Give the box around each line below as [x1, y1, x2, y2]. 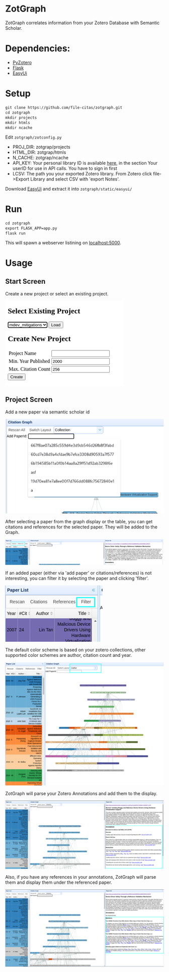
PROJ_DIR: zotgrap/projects [12, 144, 70, 150]
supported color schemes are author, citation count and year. [5, 652, 132, 658]
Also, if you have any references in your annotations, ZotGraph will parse [5, 874, 156, 880]
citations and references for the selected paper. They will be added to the [5, 524, 157, 530]
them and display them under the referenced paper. [5, 879, 112, 885]
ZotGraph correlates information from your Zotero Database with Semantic [5, 20, 160, 26]
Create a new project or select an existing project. [5, 290, 109, 296]
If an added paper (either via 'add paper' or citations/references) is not [5, 570, 152, 576]
